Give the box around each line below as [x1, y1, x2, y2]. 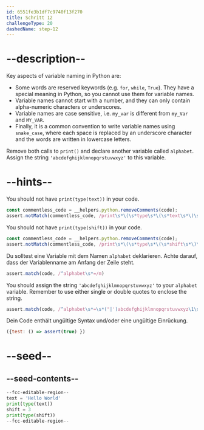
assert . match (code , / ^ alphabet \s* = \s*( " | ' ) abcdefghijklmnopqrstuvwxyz [6, 306, 189, 312]
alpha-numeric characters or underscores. [15, 103, 121, 111]
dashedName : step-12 [6, 26, 59, 32]
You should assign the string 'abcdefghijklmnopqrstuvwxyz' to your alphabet [6, 281, 197, 289]
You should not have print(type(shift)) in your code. [6, 223, 143, 231]
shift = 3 [6, 406, 32, 412]
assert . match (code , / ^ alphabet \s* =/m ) [6, 270, 104, 277]
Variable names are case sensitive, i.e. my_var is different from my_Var [15, 110, 188, 117]
